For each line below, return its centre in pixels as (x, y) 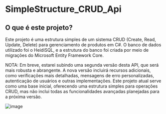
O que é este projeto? (39, 28)
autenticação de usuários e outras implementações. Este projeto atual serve (83, 81)
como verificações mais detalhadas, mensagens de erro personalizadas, (80, 75)
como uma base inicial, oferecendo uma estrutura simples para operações (82, 86)
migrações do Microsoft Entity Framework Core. (54, 55)
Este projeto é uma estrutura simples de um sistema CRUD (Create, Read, (81, 39)
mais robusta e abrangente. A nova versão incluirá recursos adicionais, (78, 70)
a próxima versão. (24, 97)
